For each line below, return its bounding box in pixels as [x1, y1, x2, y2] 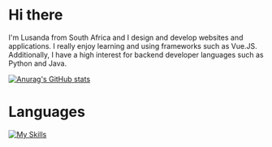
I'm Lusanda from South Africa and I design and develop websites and [8, 32, 244, 42]
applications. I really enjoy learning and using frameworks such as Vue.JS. [8, 41, 257, 50]
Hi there [8, 6, 63, 24]
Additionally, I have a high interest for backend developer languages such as [8, 50, 264, 59]
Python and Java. [8, 58, 67, 68]
